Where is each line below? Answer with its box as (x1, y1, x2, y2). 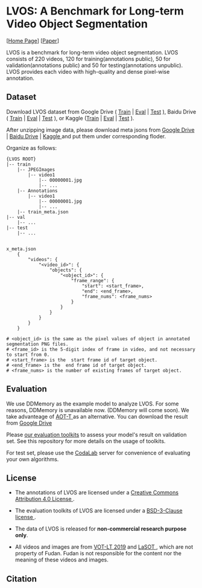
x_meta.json (6, 246, 36, 252)
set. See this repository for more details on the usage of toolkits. (6, 437, 166, 445)
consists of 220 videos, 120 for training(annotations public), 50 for (6, 55, 171, 62)
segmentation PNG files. (6, 341, 69, 347)
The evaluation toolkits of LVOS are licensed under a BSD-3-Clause (14, 507, 183, 514)
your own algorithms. (6, 455, 59, 463)
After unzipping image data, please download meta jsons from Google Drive (6, 126, 195, 134)
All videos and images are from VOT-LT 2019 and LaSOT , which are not (14, 543, 194, 551)
